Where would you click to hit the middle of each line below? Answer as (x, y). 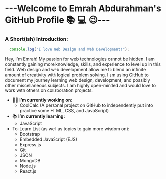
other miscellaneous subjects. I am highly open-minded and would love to (81, 86)
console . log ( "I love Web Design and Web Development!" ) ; (70, 49)
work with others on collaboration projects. (49, 90)
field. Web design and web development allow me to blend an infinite (76, 70)
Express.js (30, 145)
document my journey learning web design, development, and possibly (78, 80)
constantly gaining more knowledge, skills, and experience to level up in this (83, 64)
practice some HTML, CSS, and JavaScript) (64, 111)
